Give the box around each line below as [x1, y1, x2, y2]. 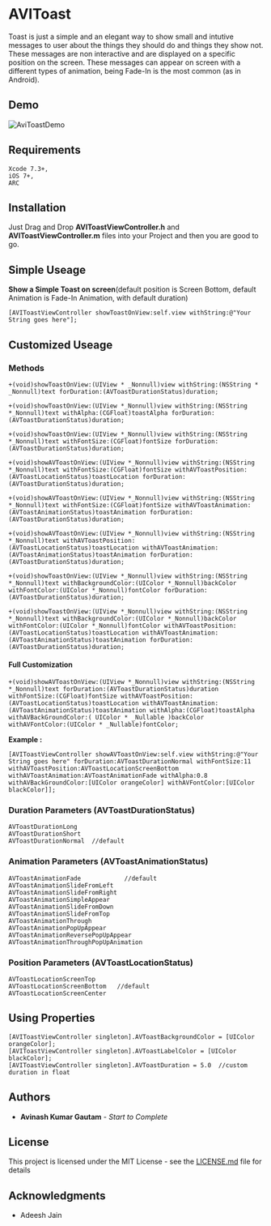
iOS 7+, [8, 172, 35, 180]
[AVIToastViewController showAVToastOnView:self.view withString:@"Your [8, 750, 259, 758]
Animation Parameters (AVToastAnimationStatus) [8, 856, 209, 867]
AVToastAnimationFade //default [8, 874, 158, 882]
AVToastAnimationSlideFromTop [8, 909, 111, 918]
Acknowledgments [8, 1189, 107, 1203]
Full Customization [8, 660, 73, 669]
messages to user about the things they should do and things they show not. [8, 40, 264, 49]
